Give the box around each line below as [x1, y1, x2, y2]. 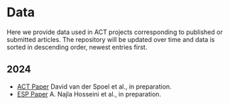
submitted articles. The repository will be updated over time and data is [6, 35, 215, 43]
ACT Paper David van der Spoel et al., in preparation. [16, 82, 172, 91]
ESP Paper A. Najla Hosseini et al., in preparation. [16, 89, 161, 98]
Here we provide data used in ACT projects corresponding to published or [6, 28, 223, 36]
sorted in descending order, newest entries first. [6, 43, 148, 51]
